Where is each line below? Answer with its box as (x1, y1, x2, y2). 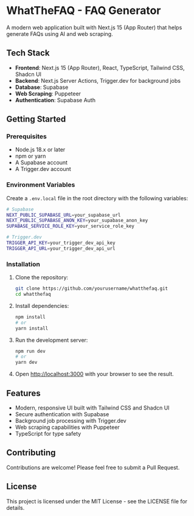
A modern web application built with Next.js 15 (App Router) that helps (6, 24, 182, 31)
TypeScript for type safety (15, 430, 81, 437)
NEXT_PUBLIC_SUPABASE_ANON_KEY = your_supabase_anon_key (6, 217, 148, 224)
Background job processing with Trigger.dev (15, 417, 126, 424)
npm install (15, 314, 46, 320)
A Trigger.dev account (15, 166, 71, 173)
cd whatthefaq (15, 291, 51, 298)
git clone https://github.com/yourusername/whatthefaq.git (15, 285, 168, 292)
